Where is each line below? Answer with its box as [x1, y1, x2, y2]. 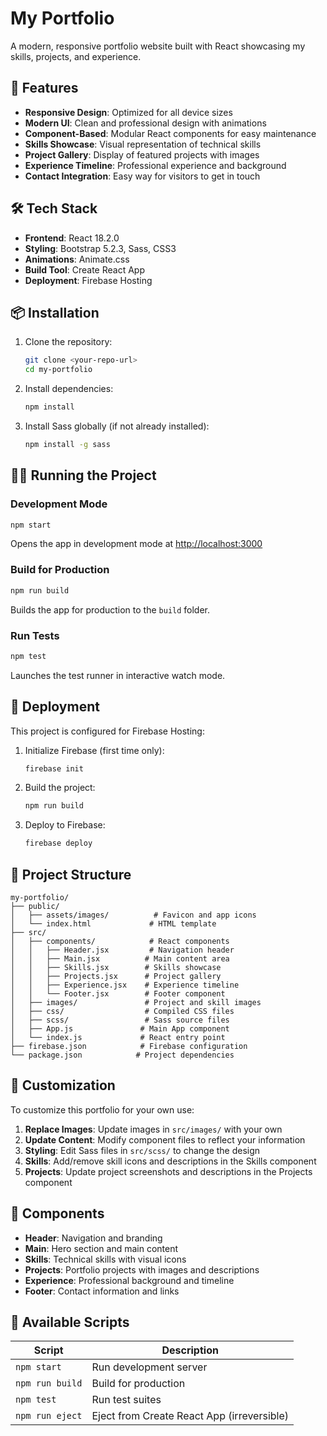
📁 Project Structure [10, 866, 132, 883]
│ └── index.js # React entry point [10, 1033, 226, 1043]
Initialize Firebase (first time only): [24, 744, 165, 756]
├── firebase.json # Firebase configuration [10, 1042, 248, 1052]
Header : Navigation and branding [24, 1232, 163, 1244]
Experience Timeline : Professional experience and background [24, 159, 287, 171]
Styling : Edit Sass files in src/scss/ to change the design [24, 1144, 261, 1156]
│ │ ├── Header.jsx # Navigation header [10, 945, 235, 956]
